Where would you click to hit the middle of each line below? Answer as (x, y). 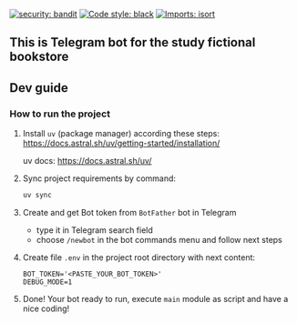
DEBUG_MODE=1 (47, 282)
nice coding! (46, 308)
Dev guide (39, 88)
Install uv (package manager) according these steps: (121, 134)
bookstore (39, 57)
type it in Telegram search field (94, 230)
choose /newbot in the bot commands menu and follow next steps (159, 239)
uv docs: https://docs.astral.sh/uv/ (87, 161)
